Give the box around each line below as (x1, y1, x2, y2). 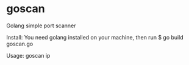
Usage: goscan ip (6, 52, 51, 59)
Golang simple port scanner (6, 22, 76, 29)
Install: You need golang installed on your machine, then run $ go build (6, 33, 184, 41)
